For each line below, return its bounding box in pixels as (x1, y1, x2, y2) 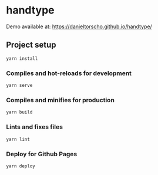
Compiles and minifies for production (6, 96, 115, 104)
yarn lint (6, 136, 31, 142)
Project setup (6, 40, 57, 50)
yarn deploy (6, 163, 35, 169)
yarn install (6, 55, 38, 62)
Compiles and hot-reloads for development (6, 69, 132, 77)
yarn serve (6, 83, 33, 89)
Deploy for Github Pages (6, 150, 78, 158)
